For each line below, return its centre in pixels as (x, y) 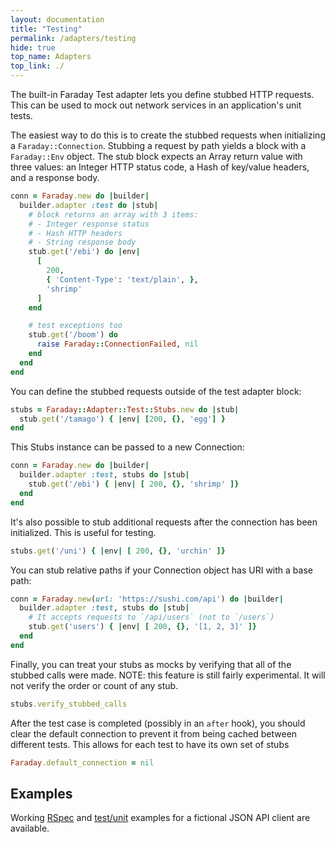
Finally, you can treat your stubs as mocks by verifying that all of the (151, 664)
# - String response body (82, 242)
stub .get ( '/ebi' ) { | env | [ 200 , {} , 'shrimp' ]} (134, 484)
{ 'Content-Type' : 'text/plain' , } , (122, 279)
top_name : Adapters (51, 57)
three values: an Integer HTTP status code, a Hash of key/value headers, (160, 167)
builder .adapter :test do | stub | (89, 205)
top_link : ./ (37, 66)
